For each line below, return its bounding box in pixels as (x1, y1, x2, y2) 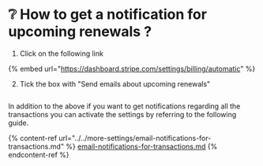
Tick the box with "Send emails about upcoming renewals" (19, 79, 211, 88)
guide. (8, 118, 29, 127)
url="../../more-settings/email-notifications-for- (58, 133, 212, 142)
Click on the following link (19, 49, 104, 58)
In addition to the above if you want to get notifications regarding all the (8, 101, 241, 111)
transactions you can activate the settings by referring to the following (8, 109, 237, 119)
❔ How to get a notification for (8, 6, 208, 24)
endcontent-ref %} (8, 149, 70, 159)
